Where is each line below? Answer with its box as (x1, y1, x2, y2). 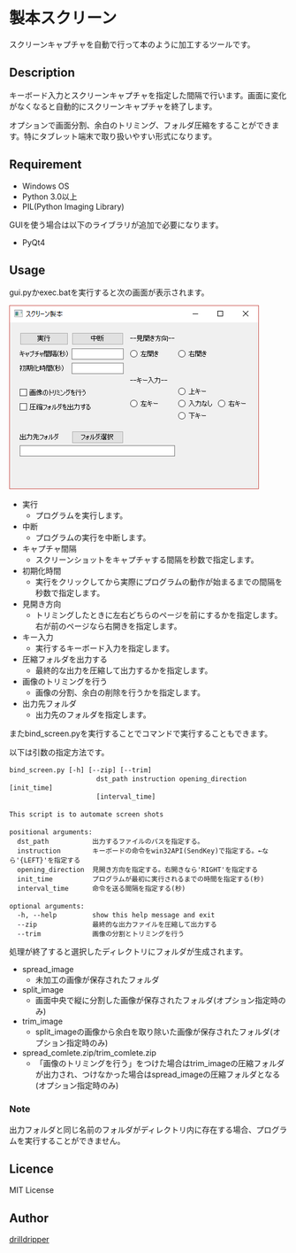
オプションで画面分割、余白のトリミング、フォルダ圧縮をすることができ (9, 120, 272, 130)
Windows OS (21, 181, 70, 191)
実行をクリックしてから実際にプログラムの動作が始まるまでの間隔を (34, 576, 283, 587)
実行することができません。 (24, 1135, 125, 1146)
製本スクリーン (9, 8, 118, 28)
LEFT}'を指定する (23, 856, 81, 865)
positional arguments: (9, 828, 93, 837)
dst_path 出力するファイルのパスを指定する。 (17, 838, 205, 847)
